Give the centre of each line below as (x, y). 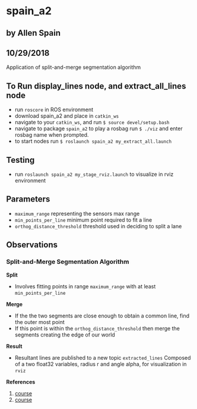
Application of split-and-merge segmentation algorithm (74, 67)
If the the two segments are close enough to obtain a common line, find (102, 316)
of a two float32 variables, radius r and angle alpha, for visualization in (101, 364)
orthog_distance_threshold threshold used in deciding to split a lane (98, 226)
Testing (20, 160)
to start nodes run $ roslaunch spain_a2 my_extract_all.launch (93, 141)
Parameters (28, 199)
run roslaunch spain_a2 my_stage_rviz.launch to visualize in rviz (94, 174)
